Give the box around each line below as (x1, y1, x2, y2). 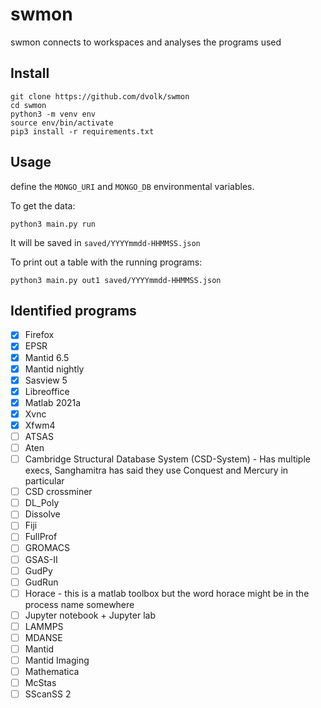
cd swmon (10, 100, 47, 110)
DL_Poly (24, 497, 60, 509)
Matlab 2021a (24, 396, 82, 408)
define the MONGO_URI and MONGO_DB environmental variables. (10, 180, 255, 192)
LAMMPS (24, 620, 64, 632)
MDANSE (24, 631, 63, 643)
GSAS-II (24, 553, 58, 565)
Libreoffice (24, 385, 70, 397)
